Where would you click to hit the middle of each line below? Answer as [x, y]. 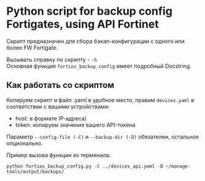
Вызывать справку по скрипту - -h [52, 59]
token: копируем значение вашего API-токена [75, 125]
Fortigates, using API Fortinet [83, 24]
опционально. [25, 143]
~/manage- [178, 166]
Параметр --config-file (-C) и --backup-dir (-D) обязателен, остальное [103, 136]
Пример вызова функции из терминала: [59, 155]
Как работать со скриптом [60, 85]
